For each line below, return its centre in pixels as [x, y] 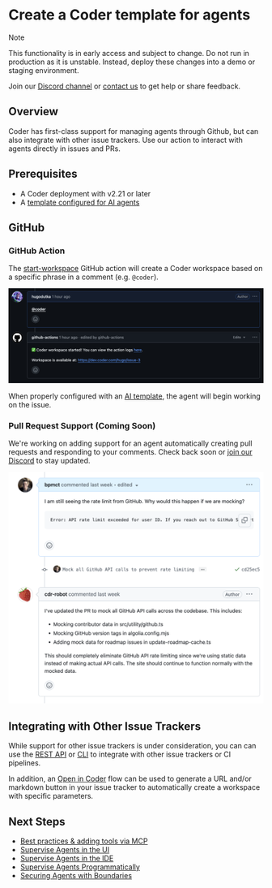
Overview [34, 112]
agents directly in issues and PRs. [65, 149]
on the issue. [30, 404]
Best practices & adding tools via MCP [84, 841]
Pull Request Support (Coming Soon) [82, 425]
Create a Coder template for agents [130, 15]
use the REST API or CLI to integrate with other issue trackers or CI [120, 754]
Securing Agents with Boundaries [76, 875]
